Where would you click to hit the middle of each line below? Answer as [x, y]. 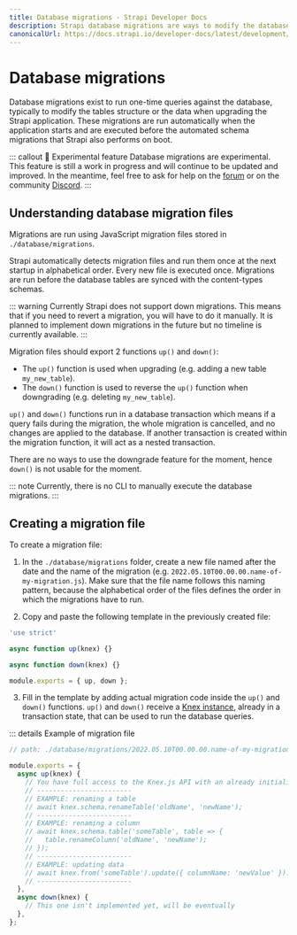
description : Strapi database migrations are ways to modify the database [150, 26]
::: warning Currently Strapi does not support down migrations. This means [145, 306]
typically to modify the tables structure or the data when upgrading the [138, 112]
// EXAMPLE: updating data [75, 864]
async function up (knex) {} [61, 649]
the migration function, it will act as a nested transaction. [112, 443]
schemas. [27, 290]
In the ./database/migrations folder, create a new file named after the [149, 561]
